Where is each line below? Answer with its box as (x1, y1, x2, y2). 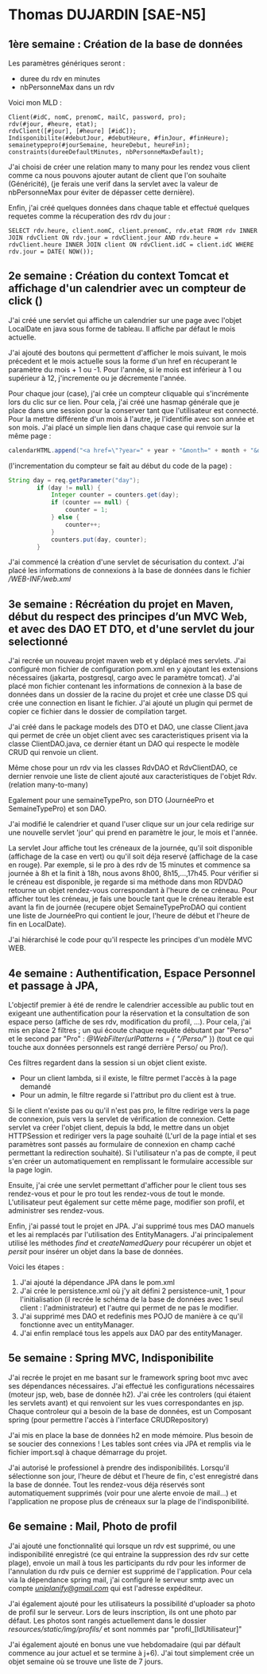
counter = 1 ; (64, 506, 109, 514)
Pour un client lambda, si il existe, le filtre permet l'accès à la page (19, 1074, 237, 1083)
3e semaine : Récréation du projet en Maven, (8, 597, 234, 611)
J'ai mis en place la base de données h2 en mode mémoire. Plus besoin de (8, 1430, 253, 1440)
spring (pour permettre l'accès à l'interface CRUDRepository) (8, 1415, 209, 1424)
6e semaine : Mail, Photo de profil (8, 1520, 177, 1534)
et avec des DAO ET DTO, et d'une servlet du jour (8, 622, 255, 635)
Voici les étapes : (8, 1262, 64, 1272)
